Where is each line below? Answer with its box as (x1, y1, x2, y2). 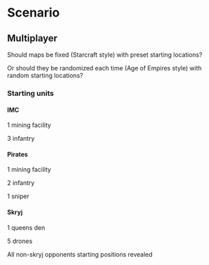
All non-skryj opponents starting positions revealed (7, 250, 153, 258)
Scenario (7, 5, 60, 21)
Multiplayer (7, 32, 58, 44)
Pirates (7, 150, 28, 158)
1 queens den (7, 223, 46, 232)
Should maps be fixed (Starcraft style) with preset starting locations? (7, 50, 203, 59)
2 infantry (7, 179, 35, 187)
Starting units (7, 88, 54, 98)
